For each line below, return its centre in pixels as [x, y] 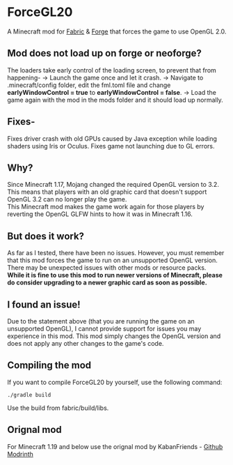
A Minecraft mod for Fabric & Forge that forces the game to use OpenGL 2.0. [117, 31]
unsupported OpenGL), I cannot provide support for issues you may [104, 329]
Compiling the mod [49, 366]
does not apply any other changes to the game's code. [86, 343]
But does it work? [46, 236]
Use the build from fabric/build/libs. [58, 408]
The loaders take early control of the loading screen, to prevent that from [112, 70]
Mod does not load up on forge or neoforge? [104, 53]
